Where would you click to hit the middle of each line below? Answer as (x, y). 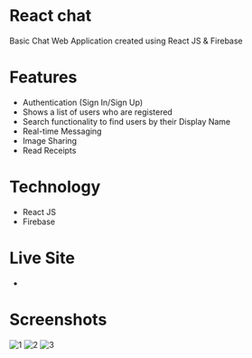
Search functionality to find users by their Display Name (126, 121)
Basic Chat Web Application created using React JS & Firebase (126, 41)
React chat (51, 16)
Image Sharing (50, 140)
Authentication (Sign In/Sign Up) (83, 102)
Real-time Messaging (62, 131)
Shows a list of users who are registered (98, 112)
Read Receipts (49, 150)
